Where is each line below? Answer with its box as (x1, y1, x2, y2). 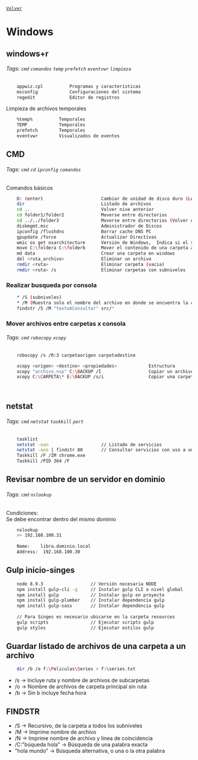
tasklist (16, 436, 38, 442)
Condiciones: (6, 509, 38, 517)
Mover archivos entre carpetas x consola (6, 319, 126, 327)
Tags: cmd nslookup (6, 491, 52, 498)
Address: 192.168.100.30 (16, 549, 81, 555)
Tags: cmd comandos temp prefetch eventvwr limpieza (6, 65, 131, 72)
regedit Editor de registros (16, 95, 120, 100)
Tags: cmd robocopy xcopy (6, 334, 67, 341)
